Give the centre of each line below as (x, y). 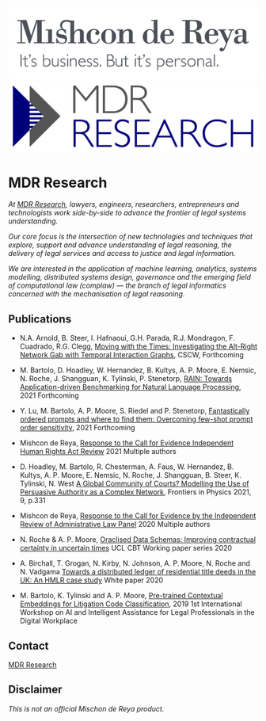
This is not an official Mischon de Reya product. (86, 708)
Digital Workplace (48, 621)
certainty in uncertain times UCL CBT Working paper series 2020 (125, 548)
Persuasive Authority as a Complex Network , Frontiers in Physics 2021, (135, 492)
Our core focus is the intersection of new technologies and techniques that (131, 237)
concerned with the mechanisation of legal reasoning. (97, 294)
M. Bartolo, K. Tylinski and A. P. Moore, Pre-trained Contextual (121, 596)
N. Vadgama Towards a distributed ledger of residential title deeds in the (138, 572)
